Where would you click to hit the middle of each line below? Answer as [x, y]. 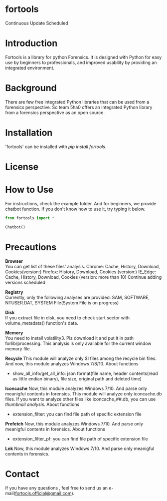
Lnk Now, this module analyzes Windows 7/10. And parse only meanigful [80, 448]
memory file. [18, 348]
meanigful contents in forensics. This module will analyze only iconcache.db [83, 393]
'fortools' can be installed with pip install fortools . [56, 147]
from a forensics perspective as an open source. [55, 112]
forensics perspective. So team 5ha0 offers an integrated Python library [79, 107]
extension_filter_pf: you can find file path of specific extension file [80, 438]
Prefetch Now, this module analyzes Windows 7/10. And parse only [74, 423]
